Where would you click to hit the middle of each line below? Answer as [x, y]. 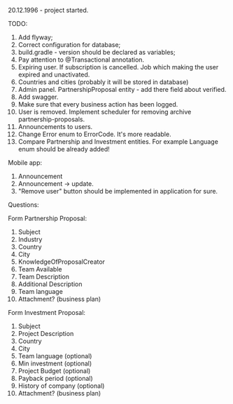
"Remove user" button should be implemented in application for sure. [118, 191]
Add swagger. [38, 97]
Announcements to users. [55, 127]
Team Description [43, 277]
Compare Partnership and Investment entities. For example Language [118, 142]
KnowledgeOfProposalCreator [62, 262]
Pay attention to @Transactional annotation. [81, 60]
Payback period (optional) [55, 378]
